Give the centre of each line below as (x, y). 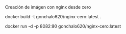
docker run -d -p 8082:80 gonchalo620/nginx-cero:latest (63, 26)
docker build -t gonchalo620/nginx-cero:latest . (53, 17)
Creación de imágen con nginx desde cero (48, 7)
